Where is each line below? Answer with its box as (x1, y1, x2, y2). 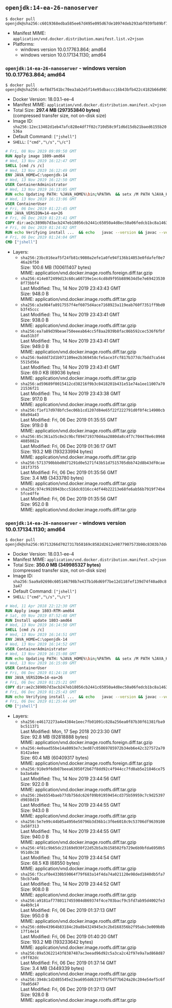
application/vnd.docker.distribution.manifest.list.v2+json (12, 36, 144, 42)
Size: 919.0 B (20, 422, 48, 428)
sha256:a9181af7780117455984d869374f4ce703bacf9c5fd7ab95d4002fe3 (20, 898, 165, 903)
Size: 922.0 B (20, 781, 49, 787)
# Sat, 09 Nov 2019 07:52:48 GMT (5, 613, 77, 618)
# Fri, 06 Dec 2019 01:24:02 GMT (5, 225, 77, 231)
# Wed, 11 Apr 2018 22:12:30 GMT (5, 603, 77, 608)
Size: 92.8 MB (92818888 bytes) (20, 734, 89, 740)
